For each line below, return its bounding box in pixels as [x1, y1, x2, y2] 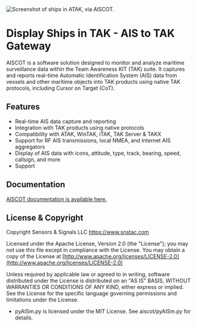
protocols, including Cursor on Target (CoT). [6, 84, 115, 92]
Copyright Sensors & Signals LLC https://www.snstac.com [6, 228, 149, 236]
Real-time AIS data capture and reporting [14, 117, 116, 125]
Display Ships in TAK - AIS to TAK [6, 27, 175, 40]
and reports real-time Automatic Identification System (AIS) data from [6, 72, 177, 79]
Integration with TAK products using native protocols [14, 124, 144, 131]
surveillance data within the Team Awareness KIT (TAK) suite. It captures [6, 65, 185, 72]
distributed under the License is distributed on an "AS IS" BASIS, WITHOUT [6, 277, 191, 284]
